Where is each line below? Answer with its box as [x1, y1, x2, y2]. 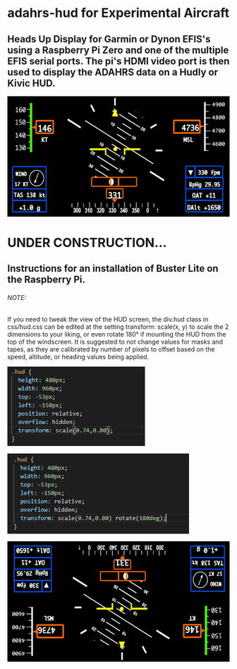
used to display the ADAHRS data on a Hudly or [7, 66, 219, 78]
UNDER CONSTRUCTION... [7, 234, 167, 251]
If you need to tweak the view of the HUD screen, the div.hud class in [7, 315, 209, 324]
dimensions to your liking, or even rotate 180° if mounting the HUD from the [7, 330, 226, 339]
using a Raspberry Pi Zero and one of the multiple [7, 44, 229, 56]
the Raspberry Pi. [7, 274, 86, 286]
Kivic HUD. [7, 77, 56, 89]
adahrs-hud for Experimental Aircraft [7, 5, 230, 21]
